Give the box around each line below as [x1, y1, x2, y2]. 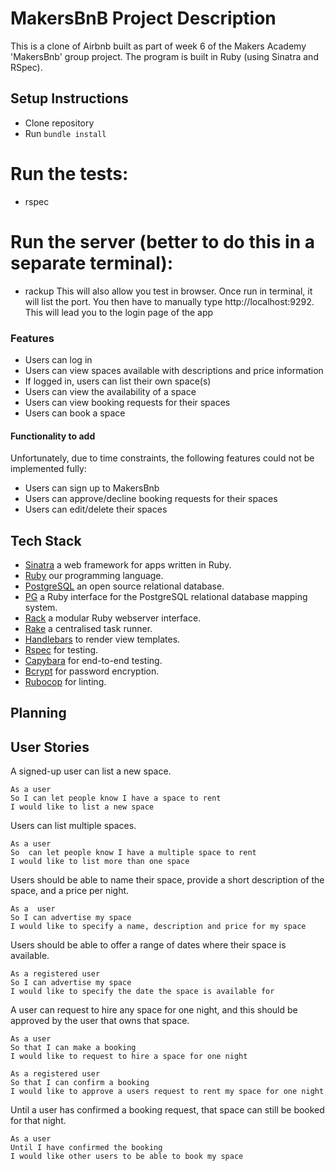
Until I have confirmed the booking [10, 1143, 163, 1153]
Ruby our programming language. [24, 569, 164, 581]
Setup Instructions [10, 90, 129, 107]
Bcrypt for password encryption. [24, 665, 160, 677]
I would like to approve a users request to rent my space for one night [10, 1087, 325, 1097]
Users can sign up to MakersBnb [24, 482, 160, 494]
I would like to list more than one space [10, 857, 190, 867]
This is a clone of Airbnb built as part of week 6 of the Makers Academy [10, 40, 307, 52]
